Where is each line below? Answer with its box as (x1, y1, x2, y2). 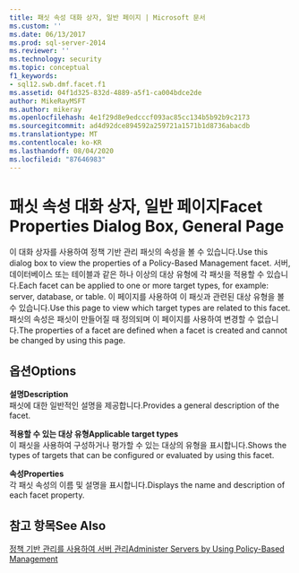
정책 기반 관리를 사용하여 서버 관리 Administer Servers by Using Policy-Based (9, 543, 285, 554)
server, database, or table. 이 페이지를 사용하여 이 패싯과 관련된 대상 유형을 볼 (9, 291, 285, 302)
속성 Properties (9, 468, 64, 480)
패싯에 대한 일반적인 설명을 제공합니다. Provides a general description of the (9, 400, 280, 411)
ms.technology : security (9, 55, 102, 64)
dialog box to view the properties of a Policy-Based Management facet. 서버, (9, 257, 291, 269)
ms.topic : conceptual (9, 64, 90, 73)
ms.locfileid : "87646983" (9, 154, 106, 164)
